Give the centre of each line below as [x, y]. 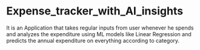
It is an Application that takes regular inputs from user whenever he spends [100, 28]
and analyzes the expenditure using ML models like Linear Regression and [99, 34]
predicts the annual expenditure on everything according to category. [93, 40]
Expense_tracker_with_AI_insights [95, 11]
